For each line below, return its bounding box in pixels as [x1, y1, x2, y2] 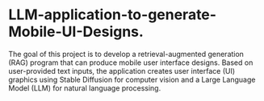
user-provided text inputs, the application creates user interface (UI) [8, 66, 236, 75]
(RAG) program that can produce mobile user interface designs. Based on [8, 58, 254, 67]
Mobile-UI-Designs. [8, 22, 144, 41]
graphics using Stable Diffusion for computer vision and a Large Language [8, 75, 256, 84]
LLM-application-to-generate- [8, 6, 216, 24]
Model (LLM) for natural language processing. [8, 83, 161, 93]
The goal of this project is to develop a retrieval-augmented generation [8, 49, 245, 59]
